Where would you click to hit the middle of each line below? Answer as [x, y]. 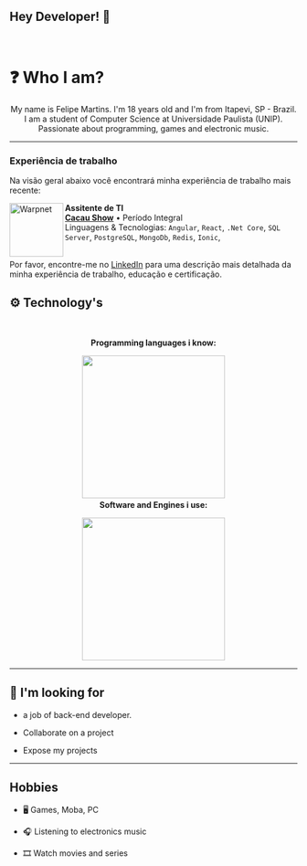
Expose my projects [60, 750]
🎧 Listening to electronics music [85, 831]
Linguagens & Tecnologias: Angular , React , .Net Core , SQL [173, 227]
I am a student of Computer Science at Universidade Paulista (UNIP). [153, 119]
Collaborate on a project [68, 733]
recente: [25, 190]
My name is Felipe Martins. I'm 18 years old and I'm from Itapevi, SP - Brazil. [153, 109]
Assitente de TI [95, 208]
